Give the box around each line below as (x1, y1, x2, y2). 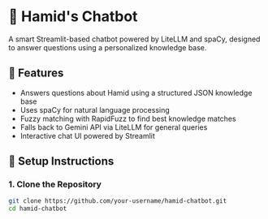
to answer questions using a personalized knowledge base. (8, 42, 207, 52)
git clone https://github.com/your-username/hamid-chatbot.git (8, 197, 227, 205)
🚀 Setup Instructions (8, 154, 115, 169)
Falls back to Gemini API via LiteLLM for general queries (19, 122, 208, 132)
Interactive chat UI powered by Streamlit (19, 131, 156, 140)
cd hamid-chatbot (8, 204, 67, 213)
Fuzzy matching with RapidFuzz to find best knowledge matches (19, 114, 237, 123)
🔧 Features (8, 67, 64, 80)
